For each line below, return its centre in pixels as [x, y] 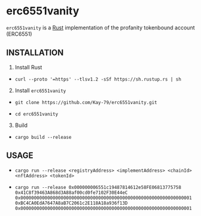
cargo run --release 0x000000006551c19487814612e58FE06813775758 [98, 187]
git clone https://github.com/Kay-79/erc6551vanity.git [86, 102]
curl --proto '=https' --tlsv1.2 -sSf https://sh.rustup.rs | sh [98, 79]
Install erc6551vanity [40, 90]
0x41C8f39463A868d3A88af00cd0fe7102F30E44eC [71, 193]
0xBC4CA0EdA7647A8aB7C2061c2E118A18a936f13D [71, 203]
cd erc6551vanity [36, 114]
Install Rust [28, 67]
